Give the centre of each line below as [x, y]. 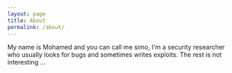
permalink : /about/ [36, 27]
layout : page [27, 14]
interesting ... [27, 62]
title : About [27, 21]
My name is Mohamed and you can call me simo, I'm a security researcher [116, 47]
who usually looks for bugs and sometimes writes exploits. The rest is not [115, 55]
